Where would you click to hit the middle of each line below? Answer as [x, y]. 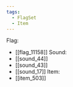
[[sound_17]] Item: [37, 72]
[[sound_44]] [31, 59]
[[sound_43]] [31, 65]
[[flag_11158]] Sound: [41, 52]
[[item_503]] [31, 78]
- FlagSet [24, 18]
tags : [13, 12]
